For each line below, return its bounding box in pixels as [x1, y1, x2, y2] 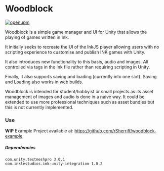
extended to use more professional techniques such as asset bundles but [5, 99, 155, 105]
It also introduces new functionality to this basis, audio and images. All [5, 58, 148, 64]
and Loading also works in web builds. [5, 79, 83, 85]
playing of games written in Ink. [5, 34, 69, 40]
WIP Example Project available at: [5, 128, 74, 134]
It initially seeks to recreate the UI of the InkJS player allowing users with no [5, 44, 160, 50]
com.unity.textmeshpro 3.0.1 [5, 157, 65, 162]
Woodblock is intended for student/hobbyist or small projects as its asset [5, 88, 154, 94]
